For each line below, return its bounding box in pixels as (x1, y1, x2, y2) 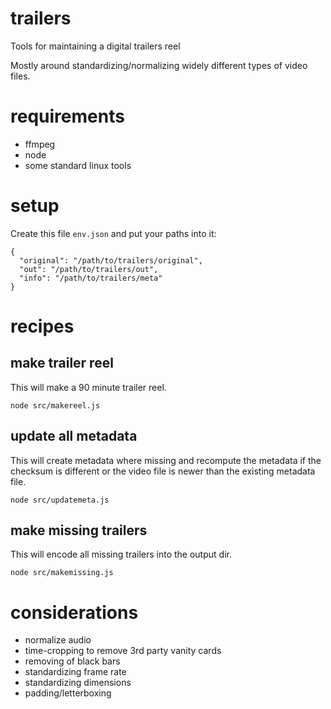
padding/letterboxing (24, 687, 112, 699)
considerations (10, 601, 139, 624)
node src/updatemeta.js (10, 495, 110, 505)
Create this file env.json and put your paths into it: (10, 227, 217, 239)
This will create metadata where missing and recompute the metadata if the (10, 454, 322, 466)
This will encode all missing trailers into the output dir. (10, 548, 232, 561)
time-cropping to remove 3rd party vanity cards (24, 645, 222, 657)
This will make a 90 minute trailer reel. (10, 381, 167, 393)
